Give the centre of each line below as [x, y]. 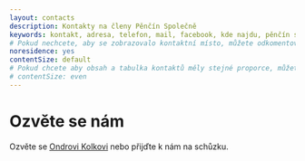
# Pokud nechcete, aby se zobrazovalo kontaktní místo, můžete [132, 43]
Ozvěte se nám [67, 121]
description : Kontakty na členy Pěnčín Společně [103, 26]
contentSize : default [50, 60]
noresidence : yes [42, 52]
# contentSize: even [49, 77]
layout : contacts [42, 18]
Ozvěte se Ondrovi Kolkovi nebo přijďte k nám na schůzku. [119, 147]
